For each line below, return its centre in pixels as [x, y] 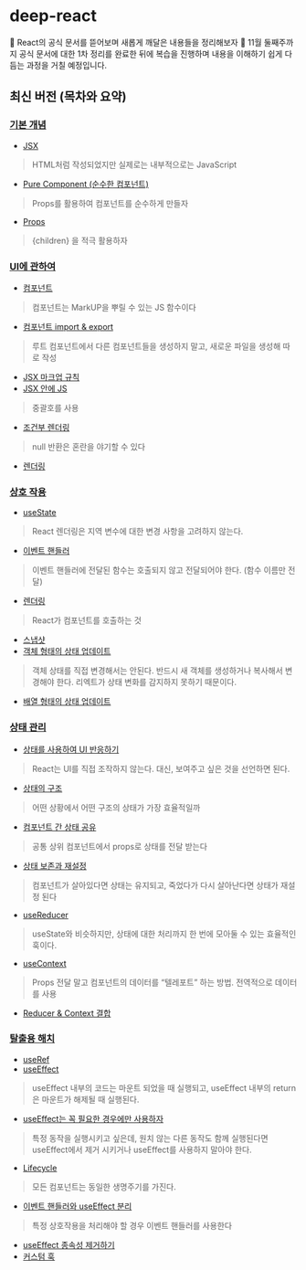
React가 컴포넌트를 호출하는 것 [86, 620]
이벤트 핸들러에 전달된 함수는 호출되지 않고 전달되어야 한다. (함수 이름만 [158, 570]
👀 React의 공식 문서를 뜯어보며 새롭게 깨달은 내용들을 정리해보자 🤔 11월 [136, 42]
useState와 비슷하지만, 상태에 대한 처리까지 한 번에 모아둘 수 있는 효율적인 [164, 934]
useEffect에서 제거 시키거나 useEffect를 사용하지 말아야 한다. [142, 1149]
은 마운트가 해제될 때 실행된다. [85, 1099]
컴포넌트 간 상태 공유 [59, 827]
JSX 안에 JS [45, 388]
